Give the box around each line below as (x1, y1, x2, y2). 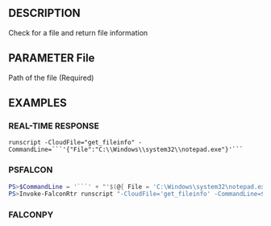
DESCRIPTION (8, 6, 81, 20)
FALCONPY (8, 209, 54, 220)
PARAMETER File (8, 52, 95, 65)
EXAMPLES (8, 96, 67, 110)
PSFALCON (8, 165, 53, 176)
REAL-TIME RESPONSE (8, 120, 99, 132)
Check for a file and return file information (8, 27, 148, 37)
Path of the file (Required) (8, 73, 94, 82)
